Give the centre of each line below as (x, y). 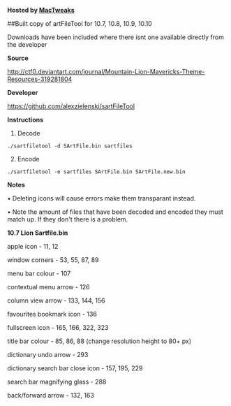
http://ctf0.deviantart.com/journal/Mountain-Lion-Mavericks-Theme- (106, 72)
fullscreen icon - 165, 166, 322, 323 (58, 327)
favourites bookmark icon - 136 (52, 314)
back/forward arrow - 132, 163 (51, 395)
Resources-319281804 (40, 79)
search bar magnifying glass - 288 (57, 382)
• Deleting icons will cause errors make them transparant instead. (102, 198)
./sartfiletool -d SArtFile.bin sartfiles (70, 146)
